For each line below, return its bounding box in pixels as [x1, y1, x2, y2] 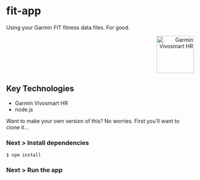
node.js [14, 105, 34, 113]
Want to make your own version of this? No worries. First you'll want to [6, 117, 180, 125]
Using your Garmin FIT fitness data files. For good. [6, 24, 130, 31]
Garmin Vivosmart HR [14, 100, 68, 107]
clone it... [6, 123, 29, 131]
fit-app [6, 4, 42, 18]
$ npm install [6, 152, 42, 159]
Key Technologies [6, 83, 74, 94]
